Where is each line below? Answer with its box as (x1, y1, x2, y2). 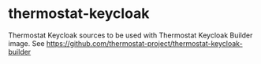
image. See (8, 38, 45, 48)
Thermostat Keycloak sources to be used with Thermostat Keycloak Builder (8, 30, 253, 40)
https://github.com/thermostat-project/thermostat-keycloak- (46, 38, 243, 48)
